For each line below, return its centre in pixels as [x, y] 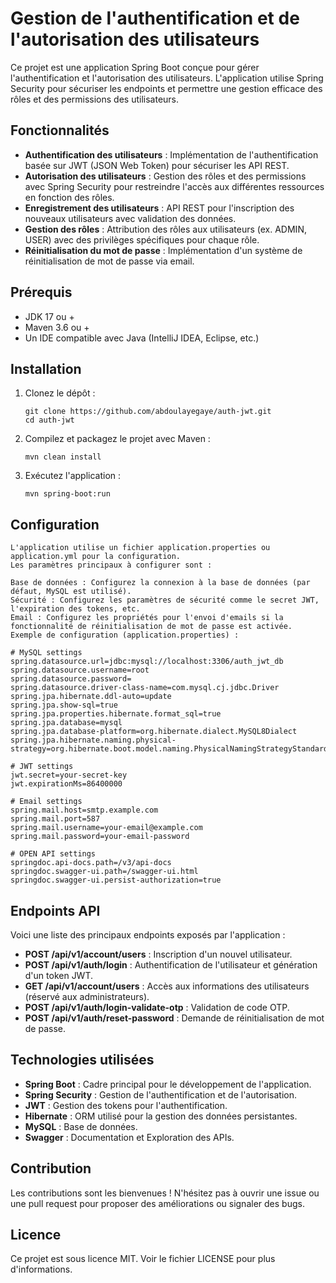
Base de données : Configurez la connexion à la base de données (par [160, 583]
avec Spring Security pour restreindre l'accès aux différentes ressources [174, 186]
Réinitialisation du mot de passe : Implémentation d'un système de [163, 250]
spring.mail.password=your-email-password [100, 837]
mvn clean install [63, 457]
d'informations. [41, 1269]
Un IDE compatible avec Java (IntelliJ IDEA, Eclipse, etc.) [142, 338]
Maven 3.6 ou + [57, 327]
